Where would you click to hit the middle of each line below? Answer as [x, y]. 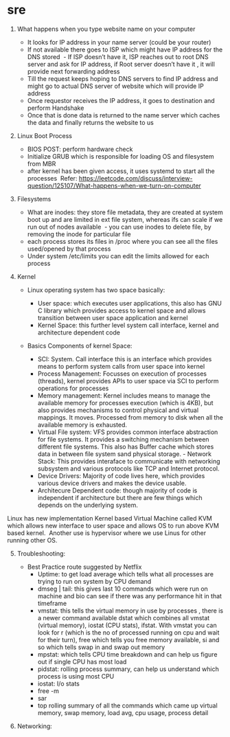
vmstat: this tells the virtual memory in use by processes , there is [130, 611]
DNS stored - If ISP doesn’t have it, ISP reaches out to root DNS [118, 56]
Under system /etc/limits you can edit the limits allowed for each [118, 256]
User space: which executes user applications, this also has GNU [129, 303]
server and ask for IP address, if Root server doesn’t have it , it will [121, 64]
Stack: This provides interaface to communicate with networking [129, 461]
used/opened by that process [69, 249]
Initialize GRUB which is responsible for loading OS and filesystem [120, 156]
